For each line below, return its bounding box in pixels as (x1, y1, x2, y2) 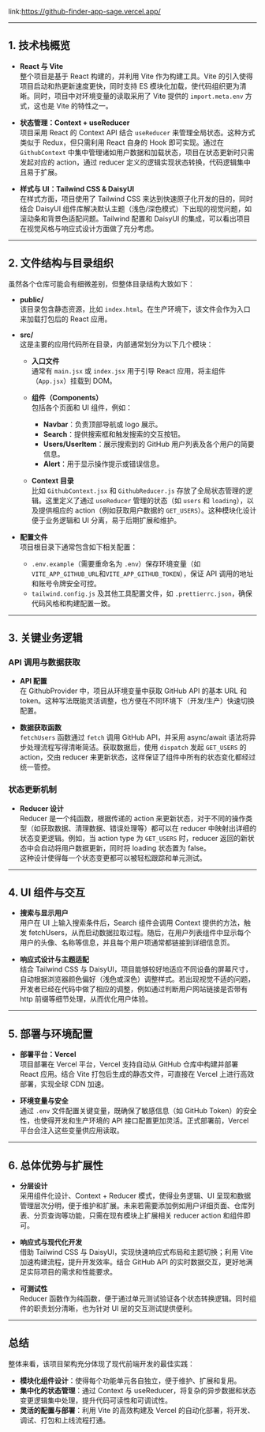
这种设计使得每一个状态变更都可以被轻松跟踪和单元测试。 (19, 853, 207, 862)
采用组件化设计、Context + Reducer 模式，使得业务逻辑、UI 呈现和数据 (19, 1191, 251, 1201)
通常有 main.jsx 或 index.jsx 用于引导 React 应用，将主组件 (31, 366, 226, 375)
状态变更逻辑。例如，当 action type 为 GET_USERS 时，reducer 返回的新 (19, 833, 248, 843)
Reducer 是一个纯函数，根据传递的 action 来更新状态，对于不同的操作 (19, 813, 246, 823)
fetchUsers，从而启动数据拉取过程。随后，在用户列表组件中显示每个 (28, 928, 252, 938)
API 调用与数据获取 (8, 657, 80, 668)
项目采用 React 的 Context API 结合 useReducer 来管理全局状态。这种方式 (19, 127, 256, 137)
